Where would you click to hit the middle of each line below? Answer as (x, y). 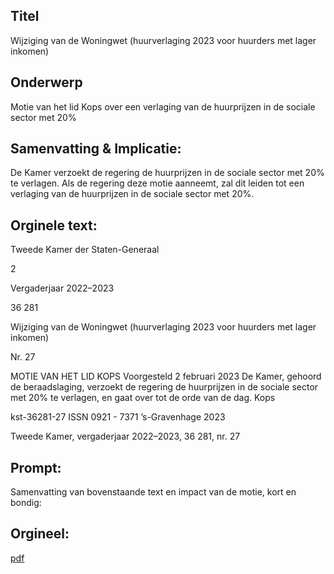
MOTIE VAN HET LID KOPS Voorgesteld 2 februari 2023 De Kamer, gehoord (166, 376)
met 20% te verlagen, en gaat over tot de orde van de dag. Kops (143, 398)
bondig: (26, 503)
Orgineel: (40, 534)
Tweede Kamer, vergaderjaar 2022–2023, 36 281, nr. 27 (125, 436)
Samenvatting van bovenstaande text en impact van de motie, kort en (153, 492)
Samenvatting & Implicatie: (96, 149)
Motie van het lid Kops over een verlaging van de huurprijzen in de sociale (163, 106)
